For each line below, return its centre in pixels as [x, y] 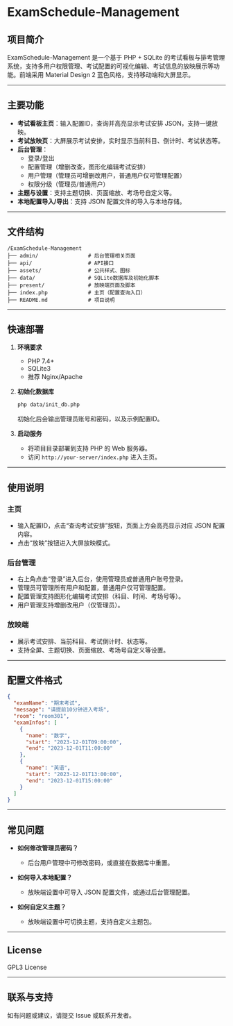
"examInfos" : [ [35, 723]
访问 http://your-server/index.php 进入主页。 [94, 457]
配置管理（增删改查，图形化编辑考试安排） [88, 167]
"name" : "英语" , [48, 768]
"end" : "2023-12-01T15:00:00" [69, 781]
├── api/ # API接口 [61, 263]
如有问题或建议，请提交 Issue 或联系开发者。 [71, 1015]
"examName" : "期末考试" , [47, 703]
